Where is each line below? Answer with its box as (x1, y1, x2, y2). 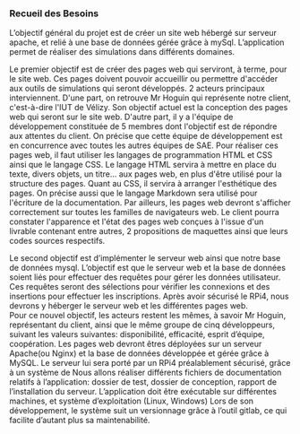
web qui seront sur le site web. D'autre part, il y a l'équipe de (9, 111, 234, 123)
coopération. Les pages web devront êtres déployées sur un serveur (9, 339, 262, 350)
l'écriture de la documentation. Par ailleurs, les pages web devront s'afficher (9, 197, 291, 208)
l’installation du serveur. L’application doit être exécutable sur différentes (9, 386, 278, 397)
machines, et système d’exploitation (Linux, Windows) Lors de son (9, 395, 253, 406)
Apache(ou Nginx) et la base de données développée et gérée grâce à (9, 348, 270, 359)
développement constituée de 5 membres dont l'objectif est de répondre (9, 121, 278, 132)
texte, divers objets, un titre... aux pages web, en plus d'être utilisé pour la (9, 169, 282, 179)
